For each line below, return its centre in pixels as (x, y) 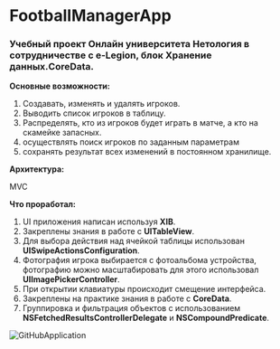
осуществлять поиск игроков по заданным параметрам (131, 142)
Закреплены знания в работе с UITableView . (108, 231)
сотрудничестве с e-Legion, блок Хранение (111, 55)
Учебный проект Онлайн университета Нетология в (130, 44)
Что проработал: (43, 204)
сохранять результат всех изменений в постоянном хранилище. (147, 152)
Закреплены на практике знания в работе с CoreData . (127, 298)
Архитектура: (37, 169)
